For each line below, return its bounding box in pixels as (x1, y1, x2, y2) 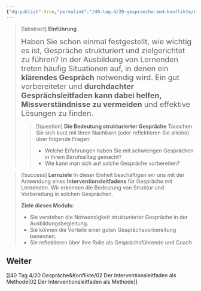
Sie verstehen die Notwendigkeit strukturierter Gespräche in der (29, 213, 188, 220)
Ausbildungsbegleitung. (29, 219, 89, 227)
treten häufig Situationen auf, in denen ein (20, 63, 169, 73)
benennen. (29, 232, 57, 240)
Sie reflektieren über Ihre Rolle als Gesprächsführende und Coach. (29, 238, 194, 246)
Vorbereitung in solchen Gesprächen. (20, 190, 114, 197)
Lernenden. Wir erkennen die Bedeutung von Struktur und (20, 183, 165, 191)
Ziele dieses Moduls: (20, 201, 74, 209)
